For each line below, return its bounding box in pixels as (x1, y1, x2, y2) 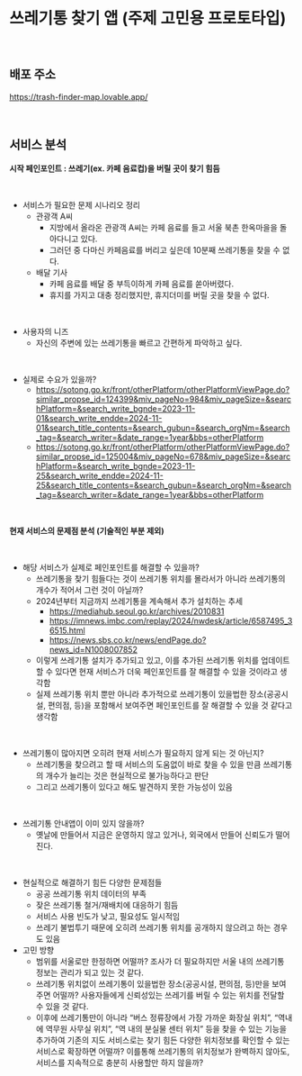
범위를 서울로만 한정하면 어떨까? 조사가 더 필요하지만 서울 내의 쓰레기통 (35, 955, 285, 966)
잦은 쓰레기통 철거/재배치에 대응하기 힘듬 (35, 900, 179, 910)
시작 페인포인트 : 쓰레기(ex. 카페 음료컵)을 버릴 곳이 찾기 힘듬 (9, 163, 220, 174)
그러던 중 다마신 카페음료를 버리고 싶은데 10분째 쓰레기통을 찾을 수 (49, 244, 280, 255)
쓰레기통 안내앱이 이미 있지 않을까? (22, 818, 145, 828)
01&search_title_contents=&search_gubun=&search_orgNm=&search (35, 422, 290, 433)
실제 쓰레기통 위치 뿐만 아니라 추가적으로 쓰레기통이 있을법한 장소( (35, 688, 267, 699)
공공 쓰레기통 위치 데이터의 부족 (35, 888, 147, 899)
